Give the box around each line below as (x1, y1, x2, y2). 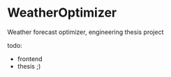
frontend (17, 54, 43, 63)
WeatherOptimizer (7, 5, 117, 21)
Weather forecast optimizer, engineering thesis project (7, 28, 164, 36)
